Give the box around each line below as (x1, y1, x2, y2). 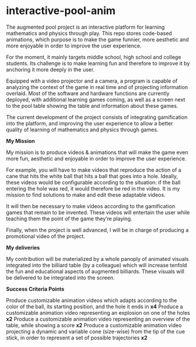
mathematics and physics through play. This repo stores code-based (6, 29, 173, 36)
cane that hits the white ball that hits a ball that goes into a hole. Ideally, (6, 172, 178, 179)
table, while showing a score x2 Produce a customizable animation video (6, 321, 182, 329)
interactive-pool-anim (6, 4, 116, 18)
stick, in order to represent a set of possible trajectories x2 (6, 334, 147, 341)
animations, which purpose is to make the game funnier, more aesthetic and (6, 36, 189, 43)
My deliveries (6, 244, 40, 251)
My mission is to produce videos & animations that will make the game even (6, 148, 188, 156)
